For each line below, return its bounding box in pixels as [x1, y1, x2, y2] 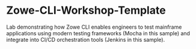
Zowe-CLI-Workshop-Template [6, 4, 167, 17]
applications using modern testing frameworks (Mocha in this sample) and [6, 29, 191, 36]
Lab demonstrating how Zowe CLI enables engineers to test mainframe [6, 23, 182, 30]
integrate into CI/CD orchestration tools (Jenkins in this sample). [6, 36, 165, 43]
